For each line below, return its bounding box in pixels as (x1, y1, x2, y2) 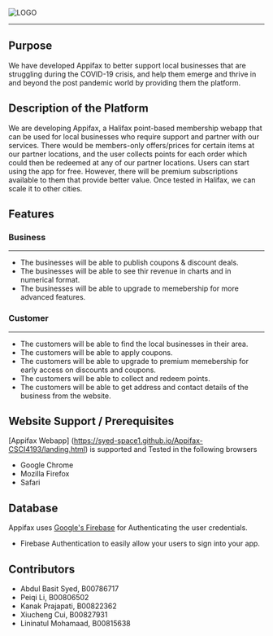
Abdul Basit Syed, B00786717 (19, 584, 119, 594)
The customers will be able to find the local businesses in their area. (19, 339, 249, 349)
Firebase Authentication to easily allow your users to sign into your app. (19, 538, 260, 549)
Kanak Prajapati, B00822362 (19, 601, 118, 611)
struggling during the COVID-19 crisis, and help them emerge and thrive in (8, 69, 257, 79)
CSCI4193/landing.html (8, 445, 85, 454)
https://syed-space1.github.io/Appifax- (73, 436, 203, 445)
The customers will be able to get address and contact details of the (19, 382, 249, 392)
